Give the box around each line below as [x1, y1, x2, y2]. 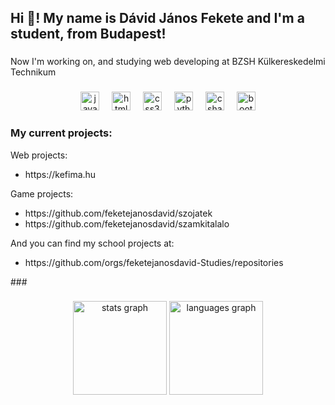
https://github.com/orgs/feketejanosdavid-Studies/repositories [24, 256, 284, 268]
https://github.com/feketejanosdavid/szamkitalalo [24, 217, 230, 230]
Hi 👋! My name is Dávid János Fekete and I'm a [10, 10, 305, 27]
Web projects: [10, 149, 68, 161]
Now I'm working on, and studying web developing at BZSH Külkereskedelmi [10, 56, 326, 68]
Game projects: [10, 187, 74, 200]
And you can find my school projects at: [10, 237, 175, 249]
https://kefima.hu [24, 168, 97, 180]
